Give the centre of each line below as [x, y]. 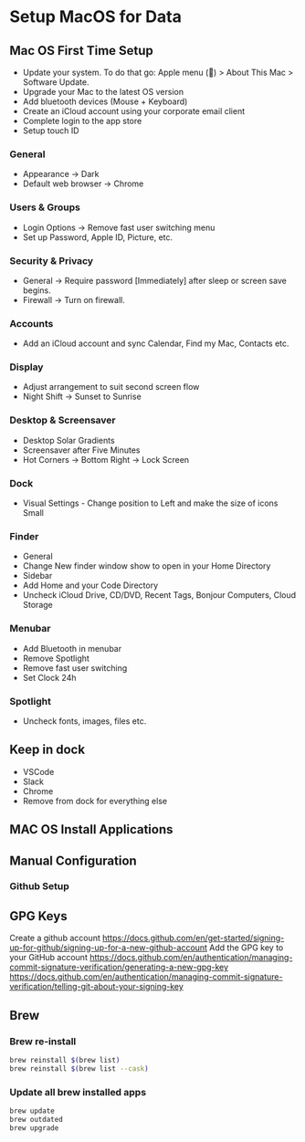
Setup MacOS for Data [96, 17]
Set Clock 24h [49, 677]
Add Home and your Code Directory [90, 585]
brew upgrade [34, 1128]
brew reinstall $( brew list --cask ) [79, 1069]
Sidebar [37, 576]
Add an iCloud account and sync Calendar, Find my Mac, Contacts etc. [156, 343]
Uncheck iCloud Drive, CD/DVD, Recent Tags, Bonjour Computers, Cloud [159, 595]
